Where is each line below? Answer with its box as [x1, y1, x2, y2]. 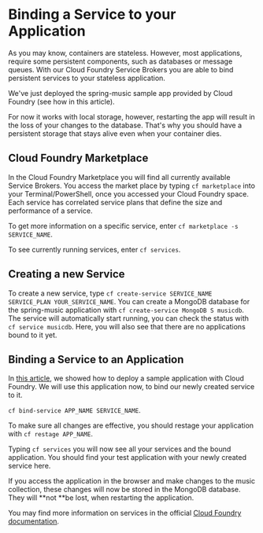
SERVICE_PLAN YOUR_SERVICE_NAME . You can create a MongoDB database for [8, 296, 250, 306]
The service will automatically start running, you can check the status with [8, 313, 250, 323]
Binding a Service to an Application [8, 352, 184, 366]
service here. [8, 461, 51, 471]
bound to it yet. [8, 330, 57, 340]
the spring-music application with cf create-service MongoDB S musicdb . [8, 305, 244, 314]
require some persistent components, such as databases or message [8, 57, 233, 66]
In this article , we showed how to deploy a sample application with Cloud [8, 373, 244, 383]
